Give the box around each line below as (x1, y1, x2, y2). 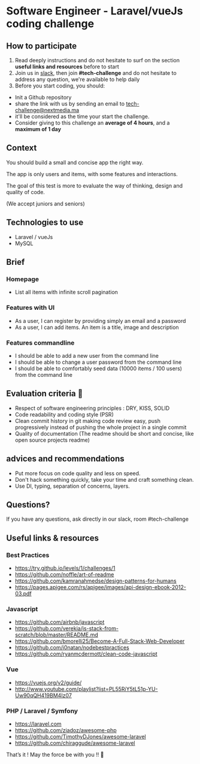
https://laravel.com (14, 720, 62, 727)
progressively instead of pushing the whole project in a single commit (14, 424, 187, 431)
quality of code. (6, 188, 45, 195)
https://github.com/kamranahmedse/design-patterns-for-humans (14, 577, 177, 585)
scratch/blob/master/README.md (14, 631, 99, 639)
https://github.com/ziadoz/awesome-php (14, 726, 117, 733)
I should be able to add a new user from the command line (14, 352, 159, 359)
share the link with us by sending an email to (14, 100, 125, 107)
